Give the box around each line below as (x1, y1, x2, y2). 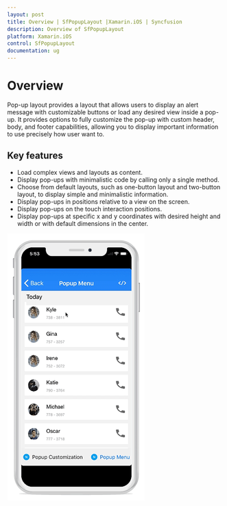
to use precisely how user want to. (7, 129, 105, 138)
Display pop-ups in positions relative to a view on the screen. (16, 197, 190, 206)
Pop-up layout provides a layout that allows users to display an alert (7, 101, 199, 109)
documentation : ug (7, 48, 60, 54)
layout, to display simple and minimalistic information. (16, 190, 169, 198)
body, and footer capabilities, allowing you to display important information (7, 123, 219, 131)
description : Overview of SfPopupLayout (7, 25, 125, 32)
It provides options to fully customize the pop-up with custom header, (17, 115, 215, 123)
